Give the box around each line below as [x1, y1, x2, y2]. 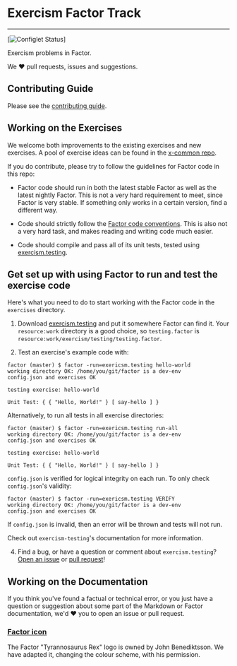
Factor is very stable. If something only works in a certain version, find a [17, 198, 228, 206]
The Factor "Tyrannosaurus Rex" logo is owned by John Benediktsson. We [7, 643, 224, 651]
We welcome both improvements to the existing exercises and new [7, 141, 202, 149]
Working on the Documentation [7, 576, 148, 588]
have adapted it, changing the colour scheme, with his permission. [7, 650, 200, 659]
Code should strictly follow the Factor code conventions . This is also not [17, 219, 228, 227]
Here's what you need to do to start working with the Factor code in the [7, 298, 215, 307]
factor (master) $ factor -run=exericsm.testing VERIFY [7, 496, 175, 503]
